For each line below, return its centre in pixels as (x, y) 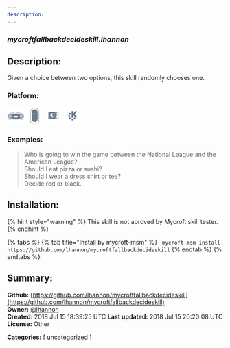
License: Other (28, 324)
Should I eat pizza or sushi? (63, 169)
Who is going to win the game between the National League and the (120, 154)
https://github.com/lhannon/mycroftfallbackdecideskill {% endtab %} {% (115, 249)
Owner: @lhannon (33, 309)
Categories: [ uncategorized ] (49, 337)
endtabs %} (24, 256)
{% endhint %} (28, 229)
